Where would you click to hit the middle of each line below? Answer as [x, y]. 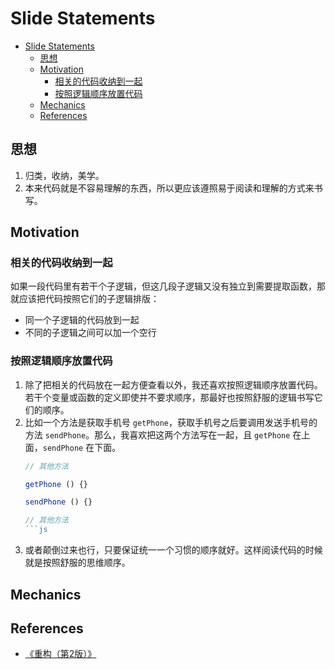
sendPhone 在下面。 [82, 447]
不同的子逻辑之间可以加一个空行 [90, 333]
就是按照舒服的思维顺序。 [77, 563]
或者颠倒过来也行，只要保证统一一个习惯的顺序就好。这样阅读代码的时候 [173, 550]
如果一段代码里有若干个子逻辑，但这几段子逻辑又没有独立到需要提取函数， [163, 286]
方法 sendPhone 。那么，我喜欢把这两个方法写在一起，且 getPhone [157, 434]
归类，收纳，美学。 [64, 175]
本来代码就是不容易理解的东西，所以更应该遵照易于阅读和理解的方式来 [169, 188]
